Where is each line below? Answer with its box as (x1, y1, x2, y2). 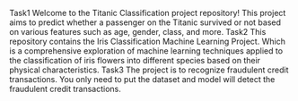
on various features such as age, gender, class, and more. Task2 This (9, 27, 267, 37)
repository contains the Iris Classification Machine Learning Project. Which (9, 36, 285, 46)
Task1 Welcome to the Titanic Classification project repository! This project (9, 8, 286, 18)
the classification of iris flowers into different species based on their (9, 55, 261, 65)
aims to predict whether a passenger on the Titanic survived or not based (9, 17, 281, 28)
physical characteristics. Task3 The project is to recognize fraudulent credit (9, 64, 289, 75)
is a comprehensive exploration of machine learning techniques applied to (9, 46, 284, 56)
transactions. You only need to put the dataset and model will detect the (9, 74, 276, 84)
